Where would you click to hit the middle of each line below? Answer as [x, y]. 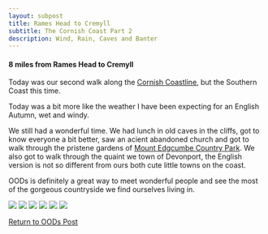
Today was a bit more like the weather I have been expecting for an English [134, 107]
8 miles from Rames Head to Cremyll [71, 64]
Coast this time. [35, 91]
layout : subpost [36, 16]
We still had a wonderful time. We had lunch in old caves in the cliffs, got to [134, 131]
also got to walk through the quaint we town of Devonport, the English [125, 157]
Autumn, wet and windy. [49, 115]
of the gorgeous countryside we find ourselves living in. [102, 189]
